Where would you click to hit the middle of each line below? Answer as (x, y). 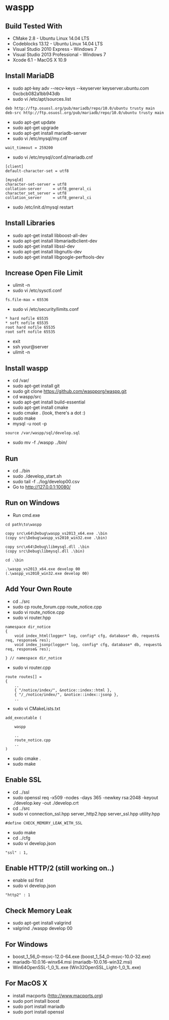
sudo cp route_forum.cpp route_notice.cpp (57, 606)
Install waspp (27, 368)
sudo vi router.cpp (32, 667)
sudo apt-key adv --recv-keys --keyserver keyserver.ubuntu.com (81, 88)
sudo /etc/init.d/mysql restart (43, 207)
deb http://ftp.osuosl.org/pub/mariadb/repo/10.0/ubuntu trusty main (80, 108)
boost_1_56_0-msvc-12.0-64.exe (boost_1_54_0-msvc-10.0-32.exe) (81, 956)
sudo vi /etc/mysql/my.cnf (40, 138)
